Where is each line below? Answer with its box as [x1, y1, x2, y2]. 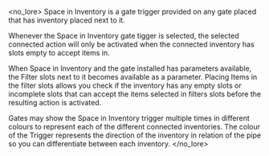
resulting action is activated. [8, 98, 102, 107]
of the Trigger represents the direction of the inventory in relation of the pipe [8, 130, 262, 140]
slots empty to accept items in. [8, 48, 110, 57]
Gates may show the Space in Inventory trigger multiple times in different [8, 113, 251, 123]
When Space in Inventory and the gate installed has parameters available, [8, 64, 252, 73]
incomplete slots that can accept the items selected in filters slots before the [8, 89, 262, 99]
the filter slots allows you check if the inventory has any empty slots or [8, 80, 243, 90]
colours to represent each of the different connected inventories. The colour [8, 122, 261, 131]
